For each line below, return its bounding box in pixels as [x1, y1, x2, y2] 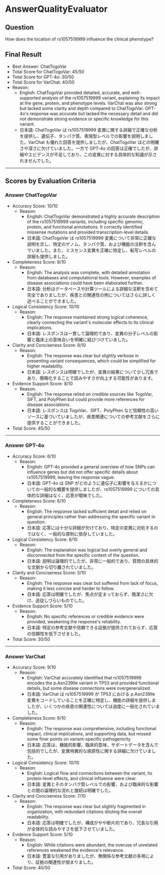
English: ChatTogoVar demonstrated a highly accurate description [27, 213, 160, 219]
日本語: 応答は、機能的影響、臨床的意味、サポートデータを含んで [27, 742, 159, 748]
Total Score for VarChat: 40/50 [12, 79, 75, 85]
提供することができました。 [27, 420, 83, 426]
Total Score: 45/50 [12, 425, 51, 431]
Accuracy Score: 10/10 [12, 203, 58, 209]
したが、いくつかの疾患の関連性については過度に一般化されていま [27, 704, 160, 709]
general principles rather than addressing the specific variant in [27, 513, 156, 519]
